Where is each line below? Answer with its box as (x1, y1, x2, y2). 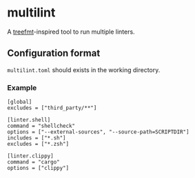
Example (7, 82, 37, 92)
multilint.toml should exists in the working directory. (7, 65, 161, 74)
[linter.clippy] (7, 153, 54, 159)
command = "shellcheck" (7, 122, 76, 130)
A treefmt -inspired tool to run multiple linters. (7, 27, 136, 36)
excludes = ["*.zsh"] (7, 141, 70, 148)
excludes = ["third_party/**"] (7, 104, 97, 111)
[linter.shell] (7, 117, 51, 124)
